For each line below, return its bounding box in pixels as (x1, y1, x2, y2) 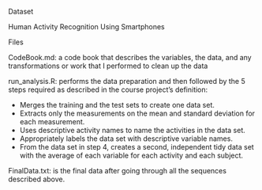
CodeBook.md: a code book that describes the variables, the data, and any (8, 53, 252, 62)
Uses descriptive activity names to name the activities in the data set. (19, 126, 246, 135)
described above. (8, 174, 65, 184)
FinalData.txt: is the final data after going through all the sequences (8, 166, 227, 175)
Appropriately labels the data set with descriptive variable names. (19, 134, 233, 143)
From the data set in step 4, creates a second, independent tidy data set (19, 142, 254, 151)
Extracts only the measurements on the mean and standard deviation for (19, 108, 255, 118)
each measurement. (19, 117, 85, 126)
